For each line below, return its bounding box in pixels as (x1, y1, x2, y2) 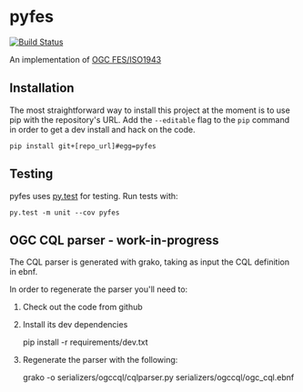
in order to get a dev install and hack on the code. (9, 124, 196, 135)
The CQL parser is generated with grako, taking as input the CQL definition (9, 256, 289, 267)
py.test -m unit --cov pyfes (9, 207, 120, 217)
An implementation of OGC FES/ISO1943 (9, 54, 162, 65)
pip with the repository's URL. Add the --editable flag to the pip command (9, 114, 290, 125)
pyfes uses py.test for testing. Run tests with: (9, 190, 179, 201)
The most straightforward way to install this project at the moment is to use (9, 105, 291, 116)
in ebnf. (9, 266, 38, 277)
